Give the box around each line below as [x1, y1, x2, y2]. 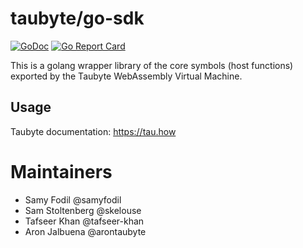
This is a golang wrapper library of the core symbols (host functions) [10, 59, 294, 71]
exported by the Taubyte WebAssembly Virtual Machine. [10, 70, 243, 82]
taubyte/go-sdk [10, 7, 145, 30]
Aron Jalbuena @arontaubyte [24, 225, 147, 237]
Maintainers [10, 160, 113, 183]
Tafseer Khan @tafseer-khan [24, 215, 145, 227]
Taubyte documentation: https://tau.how [10, 125, 177, 137]
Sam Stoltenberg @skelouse [24, 204, 142, 216]
